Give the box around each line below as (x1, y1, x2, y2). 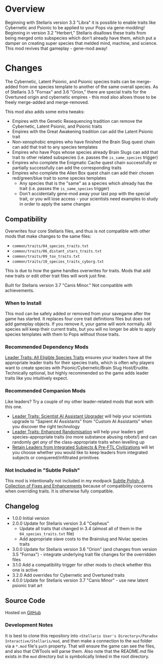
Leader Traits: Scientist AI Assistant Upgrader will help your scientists (12, 413, 152, 419)
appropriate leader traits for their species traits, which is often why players (5, 360, 154, 366)
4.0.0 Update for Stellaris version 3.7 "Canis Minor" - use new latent (12, 577, 148, 583)
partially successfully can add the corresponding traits (12, 165, 122, 171)
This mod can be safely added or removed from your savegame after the (5, 310, 151, 316)
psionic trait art (12, 582, 43, 588)
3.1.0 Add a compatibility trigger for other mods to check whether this (12, 562, 152, 568)
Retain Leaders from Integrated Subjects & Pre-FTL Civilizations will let (12, 444, 154, 450)
